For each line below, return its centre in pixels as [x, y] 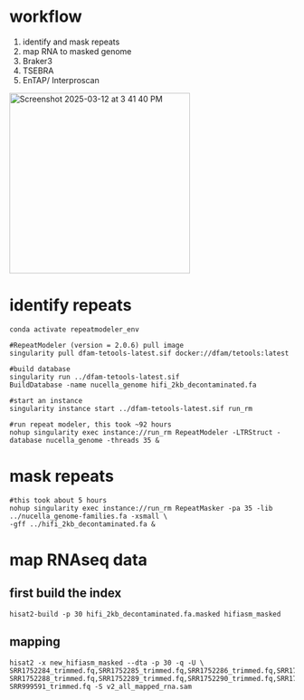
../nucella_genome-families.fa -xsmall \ [89, 516]
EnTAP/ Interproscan [61, 80]
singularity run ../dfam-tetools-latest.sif [95, 377]
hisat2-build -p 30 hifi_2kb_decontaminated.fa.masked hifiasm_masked [145, 614]
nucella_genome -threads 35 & [103, 440]
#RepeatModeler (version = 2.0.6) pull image [96, 345]
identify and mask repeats [71, 42]
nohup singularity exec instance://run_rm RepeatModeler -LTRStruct [141, 432]
